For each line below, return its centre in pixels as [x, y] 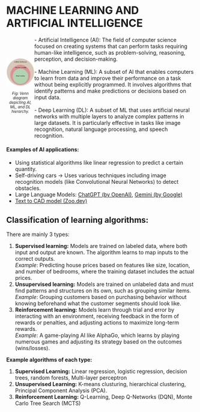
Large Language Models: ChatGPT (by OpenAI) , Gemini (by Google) [99, 195]
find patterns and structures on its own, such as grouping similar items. [103, 290]
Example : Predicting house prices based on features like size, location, [102, 265]
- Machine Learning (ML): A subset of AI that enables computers [114, 71]
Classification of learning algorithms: [77, 220]
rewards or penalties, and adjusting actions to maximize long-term [97, 323]
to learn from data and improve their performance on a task [108, 78]
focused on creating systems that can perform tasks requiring [111, 46]
